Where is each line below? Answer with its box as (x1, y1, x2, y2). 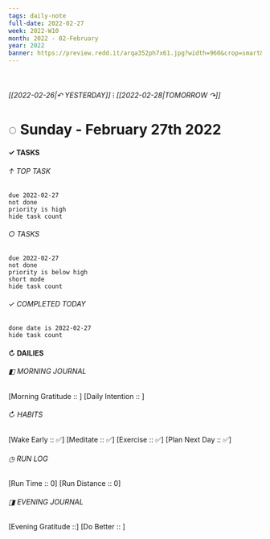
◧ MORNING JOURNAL (8, 367, 87, 376)
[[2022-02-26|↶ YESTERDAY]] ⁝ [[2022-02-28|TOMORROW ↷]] (8, 90, 221, 100)
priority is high (8, 205, 67, 213)
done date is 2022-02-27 (8, 323, 92, 332)
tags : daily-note (8, 11, 67, 20)
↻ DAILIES (8, 348, 44, 358)
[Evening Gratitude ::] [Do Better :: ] (8, 522, 126, 532)
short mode (8, 275, 45, 283)
